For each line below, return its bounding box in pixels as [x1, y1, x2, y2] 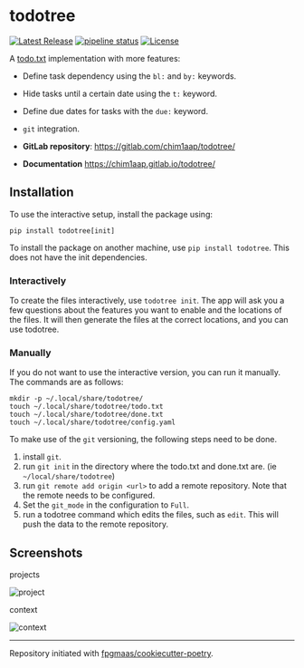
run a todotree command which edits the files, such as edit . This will [22, 509, 279, 520]
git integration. [22, 123, 80, 134]
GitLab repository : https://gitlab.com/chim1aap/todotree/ [22, 140, 235, 151]
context [9, 605, 38, 615]
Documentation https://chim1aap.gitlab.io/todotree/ [22, 158, 215, 169]
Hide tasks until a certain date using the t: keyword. [22, 88, 218, 99]
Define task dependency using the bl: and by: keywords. [22, 70, 237, 82]
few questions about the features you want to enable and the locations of [9, 305, 282, 315]
